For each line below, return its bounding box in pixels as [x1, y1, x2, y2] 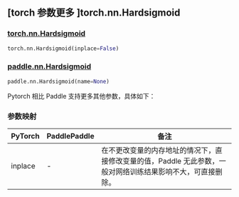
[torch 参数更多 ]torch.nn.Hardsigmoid [7, 6, 181, 19]
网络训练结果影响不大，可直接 [115, 167, 216, 177]
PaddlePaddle [46, 131, 95, 141]
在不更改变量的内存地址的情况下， [101, 146, 216, 156]
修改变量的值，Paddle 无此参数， [108, 156, 219, 166]
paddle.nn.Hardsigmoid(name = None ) [7, 78, 110, 85]
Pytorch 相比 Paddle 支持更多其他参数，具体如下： [7, 91, 156, 100]
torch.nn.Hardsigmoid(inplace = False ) [7, 45, 119, 52]
